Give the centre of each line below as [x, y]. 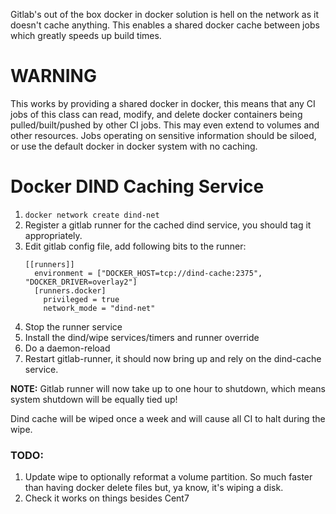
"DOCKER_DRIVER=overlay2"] [81, 282]
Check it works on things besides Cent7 [107, 498]
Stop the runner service [73, 326]
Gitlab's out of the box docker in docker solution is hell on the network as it [165, 14]
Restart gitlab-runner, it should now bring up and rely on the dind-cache [173, 358]
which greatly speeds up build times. [86, 35]
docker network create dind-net [92, 215]
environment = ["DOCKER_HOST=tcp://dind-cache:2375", [148, 273]
